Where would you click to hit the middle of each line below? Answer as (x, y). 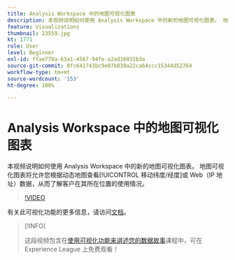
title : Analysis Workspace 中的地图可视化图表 (72, 14)
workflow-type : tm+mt (39, 72)
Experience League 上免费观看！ (71, 250)
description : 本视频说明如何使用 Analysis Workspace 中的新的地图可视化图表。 (114, 20)
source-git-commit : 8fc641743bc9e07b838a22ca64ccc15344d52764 (100, 66)
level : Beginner (31, 53)
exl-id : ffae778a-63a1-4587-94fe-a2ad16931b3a (76, 59)
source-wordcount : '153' (43, 79)
